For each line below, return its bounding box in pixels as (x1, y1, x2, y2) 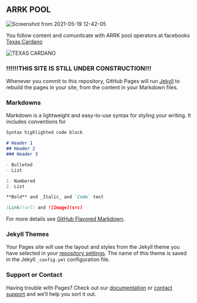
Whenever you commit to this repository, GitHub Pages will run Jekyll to (6, 78, 181, 85)
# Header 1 (6, 140, 33, 146)
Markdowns (6, 98, 41, 107)
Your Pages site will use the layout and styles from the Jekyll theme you (6, 243, 181, 251)
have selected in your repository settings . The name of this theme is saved (6, 250, 187, 257)
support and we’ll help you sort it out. (6, 290, 96, 297)
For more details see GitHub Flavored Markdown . (6, 215, 125, 223)
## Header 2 (6, 146, 35, 152)
